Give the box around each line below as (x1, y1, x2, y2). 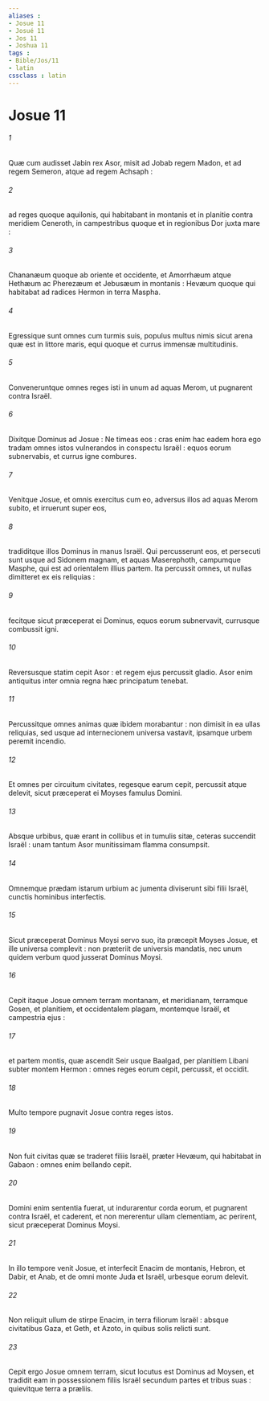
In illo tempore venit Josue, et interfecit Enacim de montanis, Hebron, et (8, 1264, 246, 1273)
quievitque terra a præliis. (8, 1384, 94, 1394)
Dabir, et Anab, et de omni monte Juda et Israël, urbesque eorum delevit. (8, 1272, 249, 1282)
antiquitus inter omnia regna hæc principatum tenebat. (8, 676, 189, 686)
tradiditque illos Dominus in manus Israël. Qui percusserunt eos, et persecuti (8, 547, 261, 556)
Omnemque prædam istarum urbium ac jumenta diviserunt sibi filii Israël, (8, 883, 249, 893)
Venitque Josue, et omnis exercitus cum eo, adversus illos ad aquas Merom (8, 495, 259, 505)
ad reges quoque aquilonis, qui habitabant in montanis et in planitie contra (8, 210, 254, 219)
